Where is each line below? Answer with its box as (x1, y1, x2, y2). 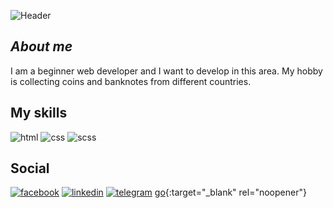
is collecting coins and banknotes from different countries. (10, 75, 252, 87)
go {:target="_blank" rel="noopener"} (154, 186, 307, 199)
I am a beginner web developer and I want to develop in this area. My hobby (10, 65, 323, 77)
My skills (10, 105, 68, 122)
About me (10, 38, 73, 55)
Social (10, 160, 50, 177)
